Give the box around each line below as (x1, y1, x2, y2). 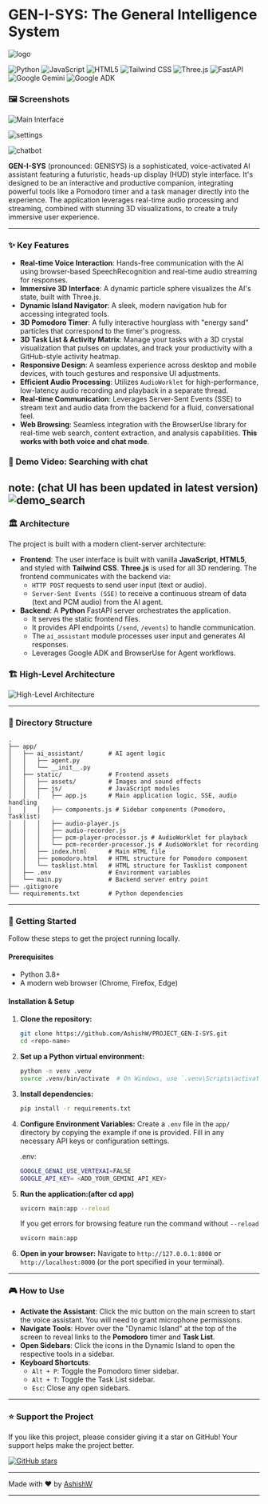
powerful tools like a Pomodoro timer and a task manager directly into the (8, 186, 250, 197)
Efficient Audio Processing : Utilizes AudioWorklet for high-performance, (19, 377, 259, 386)
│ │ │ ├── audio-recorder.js (8, 826, 127, 834)
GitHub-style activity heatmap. (19, 351, 121, 361)
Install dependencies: (19, 1089, 94, 1098)
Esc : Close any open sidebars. (31, 1382, 131, 1393)
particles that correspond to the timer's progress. (19, 326, 182, 335)
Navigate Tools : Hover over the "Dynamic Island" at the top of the (19, 1323, 237, 1333)
